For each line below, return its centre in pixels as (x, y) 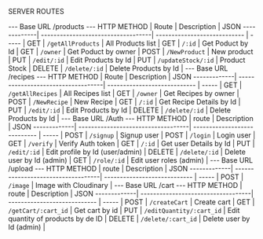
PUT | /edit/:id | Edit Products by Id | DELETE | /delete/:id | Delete (120, 110)
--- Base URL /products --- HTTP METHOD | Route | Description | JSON (125, 26)
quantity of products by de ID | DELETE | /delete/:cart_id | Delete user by (129, 219)
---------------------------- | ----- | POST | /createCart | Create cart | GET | (131, 202)
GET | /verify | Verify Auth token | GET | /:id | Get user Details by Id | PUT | (131, 143)
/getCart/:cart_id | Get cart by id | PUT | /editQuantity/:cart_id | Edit (124, 210)
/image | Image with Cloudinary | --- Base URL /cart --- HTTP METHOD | (125, 185)
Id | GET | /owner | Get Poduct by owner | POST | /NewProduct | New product (131, 51)
